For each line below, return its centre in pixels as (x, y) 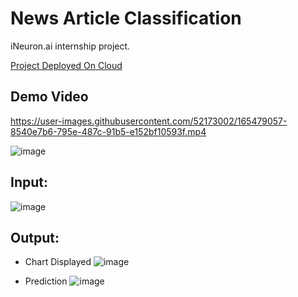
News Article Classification (126, 18)
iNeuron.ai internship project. (70, 46)
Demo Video (49, 97)
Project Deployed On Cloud (66, 65)
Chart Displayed (58, 262)
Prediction (46, 281)
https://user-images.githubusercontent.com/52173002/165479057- (149, 121)
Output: (35, 237)
